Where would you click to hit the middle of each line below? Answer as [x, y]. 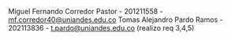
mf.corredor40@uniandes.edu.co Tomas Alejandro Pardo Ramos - [115, 20]
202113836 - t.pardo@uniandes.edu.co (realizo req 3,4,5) [101, 28]
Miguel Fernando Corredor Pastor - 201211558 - [86, 11]
